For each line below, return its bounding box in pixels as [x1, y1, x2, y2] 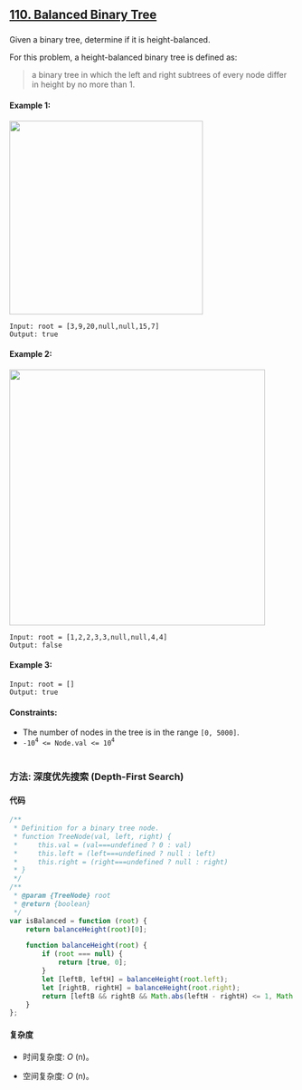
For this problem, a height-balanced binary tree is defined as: [9, 52, 238, 63]
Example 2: [9, 349, 52, 360]
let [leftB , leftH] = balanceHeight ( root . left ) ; [42, 974, 229, 984]
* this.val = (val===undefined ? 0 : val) [13, 840, 193, 850]
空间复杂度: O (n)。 [22, 1070, 94, 1081]
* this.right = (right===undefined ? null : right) [13, 857, 229, 866]
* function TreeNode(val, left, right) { [13, 832, 172, 841]
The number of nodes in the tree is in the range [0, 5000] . [22, 727, 240, 738]
